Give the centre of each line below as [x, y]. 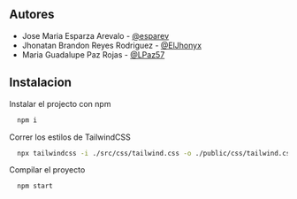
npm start [35, 186]
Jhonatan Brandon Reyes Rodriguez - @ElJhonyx [111, 45]
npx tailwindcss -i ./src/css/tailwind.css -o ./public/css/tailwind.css [156, 153]
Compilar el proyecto [47, 170]
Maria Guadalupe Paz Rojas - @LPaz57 [93, 54]
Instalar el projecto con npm [60, 103]
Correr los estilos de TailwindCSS [70, 137]
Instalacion [41, 83]
